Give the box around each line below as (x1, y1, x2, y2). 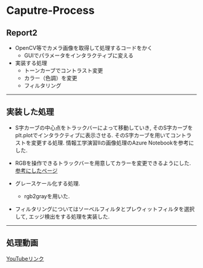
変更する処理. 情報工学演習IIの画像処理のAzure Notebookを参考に (31, 139, 195, 146)
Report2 (6, 28, 38, 38)
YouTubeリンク (6, 255, 44, 262)
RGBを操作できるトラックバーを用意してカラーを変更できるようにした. (14, 159, 192, 166)
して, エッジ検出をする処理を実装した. (14, 213, 110, 220)
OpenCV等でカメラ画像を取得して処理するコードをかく (14, 45, 153, 51)
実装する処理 (14, 60, 47, 66)
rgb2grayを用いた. (24, 192, 70, 199)
